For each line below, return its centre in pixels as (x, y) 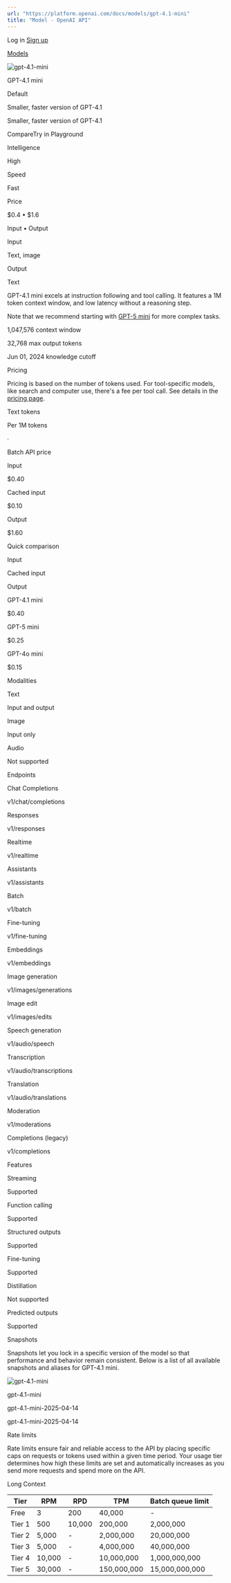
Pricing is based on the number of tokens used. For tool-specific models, (111, 383)
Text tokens (24, 412)
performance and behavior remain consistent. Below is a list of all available (114, 1360)
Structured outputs (34, 1232)
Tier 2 (20, 1535)
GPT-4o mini (25, 654)
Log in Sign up (28, 40)
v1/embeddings (29, 963)
